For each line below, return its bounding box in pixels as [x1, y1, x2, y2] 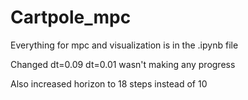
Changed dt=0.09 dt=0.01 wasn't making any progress [10, 58, 236, 70]
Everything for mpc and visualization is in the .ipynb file [10, 39, 239, 51]
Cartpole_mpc [10, 6, 132, 29]
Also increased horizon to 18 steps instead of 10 [10, 77, 208, 90]
